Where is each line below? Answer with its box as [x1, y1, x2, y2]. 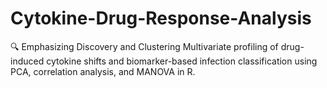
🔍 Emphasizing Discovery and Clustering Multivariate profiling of [10, 40, 279, 52]
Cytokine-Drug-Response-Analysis [10, 7, 312, 30]
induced [10, 55, 45, 67]
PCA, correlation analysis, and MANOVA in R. [10, 65, 196, 77]
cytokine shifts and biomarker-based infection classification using [46, 55, 318, 67]
